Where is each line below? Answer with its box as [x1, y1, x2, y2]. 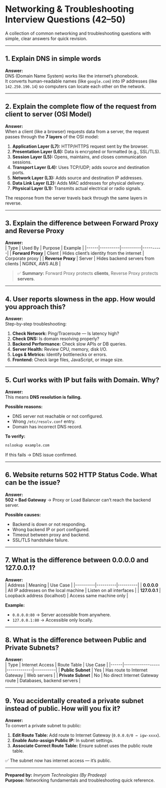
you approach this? [5, 302, 66, 311]
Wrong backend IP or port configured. [12, 526, 90, 532]
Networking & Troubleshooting [5, 3, 134, 15]
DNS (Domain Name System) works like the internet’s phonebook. [5, 73, 139, 79]
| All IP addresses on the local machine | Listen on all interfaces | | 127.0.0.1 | [5, 587, 161, 593]
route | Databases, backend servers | [5, 678, 81, 684]
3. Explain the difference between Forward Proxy [5, 219, 159, 227]
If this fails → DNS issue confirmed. [5, 452, 78, 457]
